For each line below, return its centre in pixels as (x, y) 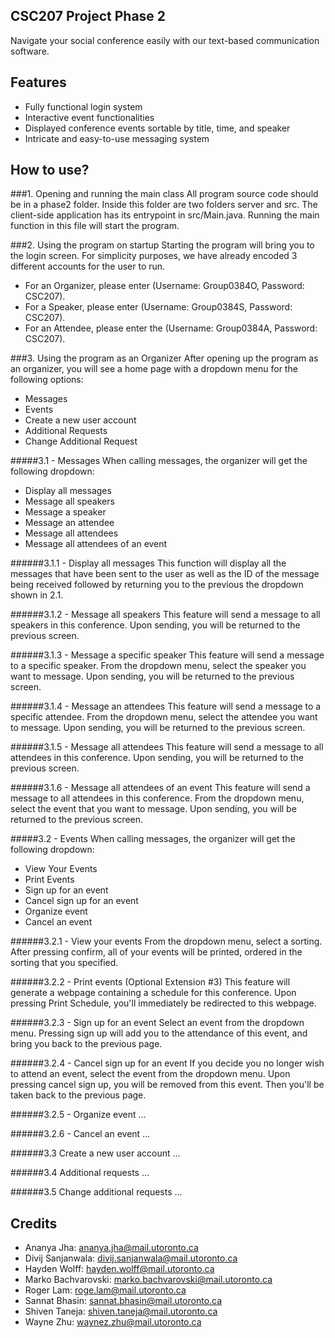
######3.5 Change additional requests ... (96, 1192)
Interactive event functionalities (89, 117)
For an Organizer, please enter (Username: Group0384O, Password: (164, 286)
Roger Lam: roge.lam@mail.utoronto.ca (105, 1290)
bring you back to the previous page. (86, 1044)
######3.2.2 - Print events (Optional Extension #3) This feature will (150, 982)
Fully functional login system (83, 106)
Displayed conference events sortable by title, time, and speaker (157, 128)
